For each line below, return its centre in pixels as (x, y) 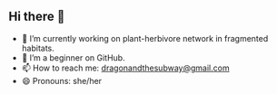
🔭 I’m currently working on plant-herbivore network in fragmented (145, 38)
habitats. (38, 48)
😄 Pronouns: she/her (61, 80)
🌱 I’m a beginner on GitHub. (73, 57)
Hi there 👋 (37, 17)
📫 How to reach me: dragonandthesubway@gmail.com (125, 68)
